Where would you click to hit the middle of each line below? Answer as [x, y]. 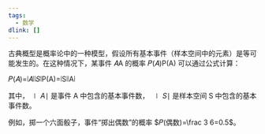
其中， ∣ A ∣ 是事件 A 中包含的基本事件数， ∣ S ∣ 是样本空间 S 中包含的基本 [132, 96]
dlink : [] [24, 30]
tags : [17, 15]
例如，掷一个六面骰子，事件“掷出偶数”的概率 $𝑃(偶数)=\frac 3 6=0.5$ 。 [124, 122]
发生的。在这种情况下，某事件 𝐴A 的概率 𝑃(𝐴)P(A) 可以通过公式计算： [127, 63]
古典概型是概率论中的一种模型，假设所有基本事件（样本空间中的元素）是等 [129, 54]
